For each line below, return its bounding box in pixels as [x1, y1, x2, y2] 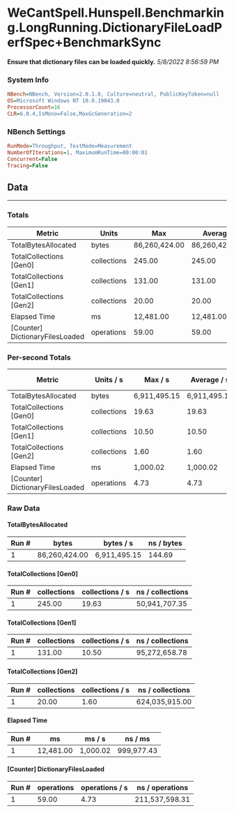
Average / [190, 374, 224, 384]
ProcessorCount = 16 [7, 103, 61, 111]
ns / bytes [148, 538, 182, 548]
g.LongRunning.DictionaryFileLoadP [7, 20, 223, 36]
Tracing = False [7, 162, 49, 169]
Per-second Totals [7, 352, 71, 362]
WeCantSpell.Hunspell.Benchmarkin [7, 5, 224, 21]
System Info [7, 75, 49, 84]
